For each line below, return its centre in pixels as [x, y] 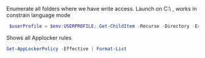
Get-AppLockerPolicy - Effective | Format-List [67, 49]
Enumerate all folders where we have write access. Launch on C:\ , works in [102, 9]
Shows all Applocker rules [39, 37]
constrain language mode [38, 15]
